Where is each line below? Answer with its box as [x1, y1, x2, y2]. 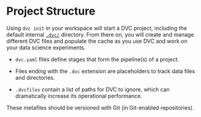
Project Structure [6, 4, 96, 18]
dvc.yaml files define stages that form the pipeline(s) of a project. [15, 55, 180, 63]
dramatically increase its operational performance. [15, 92, 142, 99]
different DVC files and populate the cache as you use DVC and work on [6, 37, 188, 44]
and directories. [15, 74, 55, 81]
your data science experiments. [6, 44, 86, 51]
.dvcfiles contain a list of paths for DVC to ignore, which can [15, 85, 170, 93]
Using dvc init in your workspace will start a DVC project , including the [6, 24, 188, 32]
